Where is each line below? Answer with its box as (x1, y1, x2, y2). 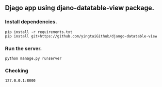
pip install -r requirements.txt (5, 29, 73, 35)
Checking (5, 67, 29, 74)
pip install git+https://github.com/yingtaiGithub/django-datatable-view (5, 34, 158, 38)
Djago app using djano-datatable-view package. (5, 4, 154, 12)
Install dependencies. (5, 18, 57, 25)
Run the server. (5, 45, 42, 52)
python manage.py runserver (5, 56, 62, 61)
